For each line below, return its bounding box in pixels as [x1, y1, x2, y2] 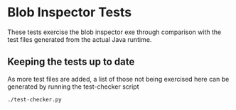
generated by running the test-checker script [7, 82, 140, 91]
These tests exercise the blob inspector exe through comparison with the [7, 28, 222, 36]
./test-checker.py [7, 96, 62, 103]
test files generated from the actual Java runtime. [7, 35, 152, 43]
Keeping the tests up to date [7, 56, 135, 68]
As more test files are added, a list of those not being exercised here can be [7, 75, 230, 83]
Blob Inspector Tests [7, 4, 132, 21]
